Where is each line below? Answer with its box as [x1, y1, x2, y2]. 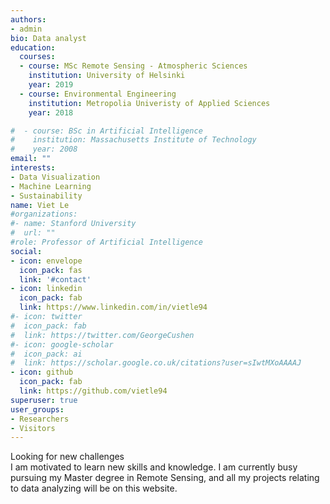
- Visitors [10, 423, 56, 433]
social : [10, 246, 43, 256]
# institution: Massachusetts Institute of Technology [10, 135, 257, 145]
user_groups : [10, 404, 65, 415]
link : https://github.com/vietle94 [19, 386, 168, 396]
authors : [10, 14, 47, 25]
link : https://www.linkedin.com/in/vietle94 [19, 302, 208, 313]
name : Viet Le [10, 200, 70, 210]
